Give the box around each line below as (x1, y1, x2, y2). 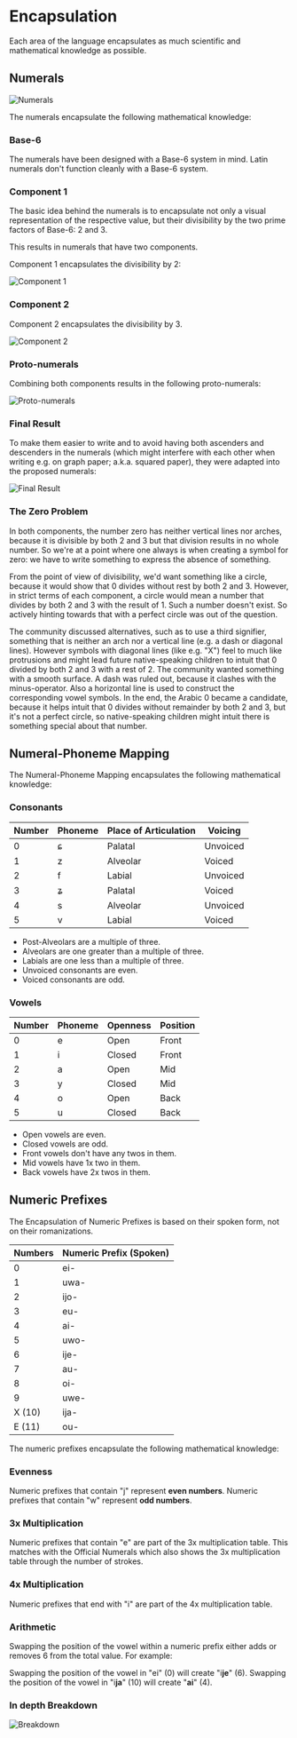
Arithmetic (9, 1621, 57, 1633)
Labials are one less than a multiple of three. (21, 955, 184, 965)
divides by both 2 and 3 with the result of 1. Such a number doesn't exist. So (9, 599, 288, 610)
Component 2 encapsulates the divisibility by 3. (9, 318, 184, 329)
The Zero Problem (9, 505, 89, 518)
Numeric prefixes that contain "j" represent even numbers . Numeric (9, 1486, 259, 1496)
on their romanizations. (9, 1226, 94, 1236)
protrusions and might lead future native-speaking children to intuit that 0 (9, 655, 277, 665)
